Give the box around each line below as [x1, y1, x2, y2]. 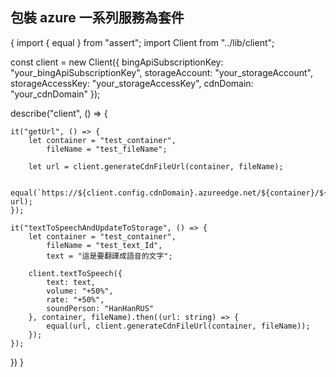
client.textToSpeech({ [28, 268, 123, 278]
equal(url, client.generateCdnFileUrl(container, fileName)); [46, 321, 311, 331]
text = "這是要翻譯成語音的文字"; [46, 251, 173, 261]
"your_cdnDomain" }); [10, 88, 101, 100]
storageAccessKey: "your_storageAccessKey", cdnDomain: [10, 77, 254, 89]
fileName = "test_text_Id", [46, 240, 163, 250]
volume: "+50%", [46, 286, 114, 296]
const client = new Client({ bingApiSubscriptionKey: [10, 56, 224, 68]
